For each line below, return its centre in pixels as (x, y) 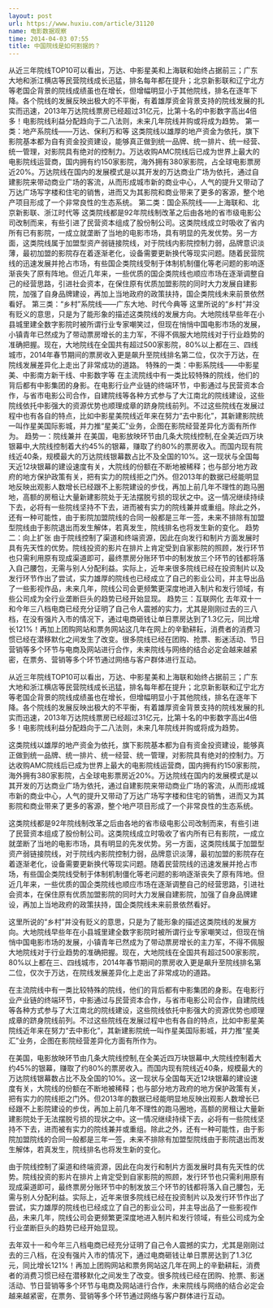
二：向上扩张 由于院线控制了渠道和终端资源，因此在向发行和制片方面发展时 (134, 538)
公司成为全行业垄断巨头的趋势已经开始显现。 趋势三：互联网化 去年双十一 (138, 599)
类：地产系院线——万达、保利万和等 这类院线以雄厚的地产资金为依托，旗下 (134, 132)
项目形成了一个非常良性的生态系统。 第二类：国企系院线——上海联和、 (134, 202)
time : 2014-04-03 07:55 (49, 39)
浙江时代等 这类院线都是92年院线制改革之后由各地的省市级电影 (149, 213)
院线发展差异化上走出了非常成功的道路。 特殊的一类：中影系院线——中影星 (134, 365)
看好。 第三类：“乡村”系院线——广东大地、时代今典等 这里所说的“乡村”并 (131, 304)
